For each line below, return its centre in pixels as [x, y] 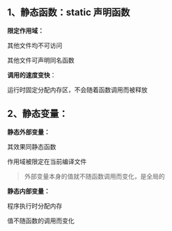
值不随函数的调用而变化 [41, 221]
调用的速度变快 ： [32, 74]
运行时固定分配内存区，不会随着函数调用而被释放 [77, 90]
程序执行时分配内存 [35, 206]
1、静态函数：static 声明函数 [69, 13]
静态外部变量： [29, 132]
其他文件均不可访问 [35, 45]
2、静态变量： [38, 114]
